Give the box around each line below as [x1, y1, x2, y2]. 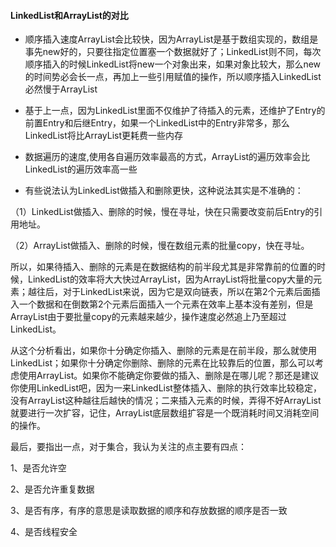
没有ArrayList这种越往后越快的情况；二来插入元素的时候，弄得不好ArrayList [10, 395, 322, 407]
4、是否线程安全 [10, 526, 78, 538]
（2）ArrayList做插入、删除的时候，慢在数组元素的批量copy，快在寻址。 [10, 240, 310, 252]
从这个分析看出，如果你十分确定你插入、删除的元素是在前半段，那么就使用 [10, 345, 317, 357]
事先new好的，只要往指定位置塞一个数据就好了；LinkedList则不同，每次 [24, 46, 322, 58]
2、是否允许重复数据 [10, 483, 95, 495]
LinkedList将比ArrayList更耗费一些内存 [24, 130, 184, 142]
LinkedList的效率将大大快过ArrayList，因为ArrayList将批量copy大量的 [27, 273, 314, 285]
